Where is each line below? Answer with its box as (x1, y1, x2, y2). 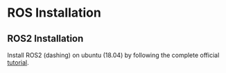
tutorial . (7, 58, 29, 67)
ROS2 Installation (7, 33, 84, 44)
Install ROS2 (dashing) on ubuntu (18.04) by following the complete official (7, 51, 220, 59)
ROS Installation (7, 5, 102, 21)
